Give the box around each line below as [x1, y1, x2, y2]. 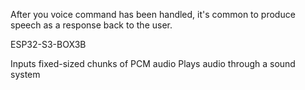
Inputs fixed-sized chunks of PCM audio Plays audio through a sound [10, 58, 296, 69]
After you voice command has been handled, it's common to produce [10, 9, 296, 20]
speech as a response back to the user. [10, 19, 173, 31]
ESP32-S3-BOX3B [10, 39, 87, 50]
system [10, 69, 41, 80]
